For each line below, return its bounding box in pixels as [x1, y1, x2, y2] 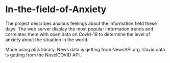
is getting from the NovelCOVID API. [5, 52, 81, 58]
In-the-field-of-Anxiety [5, 4, 107, 15]
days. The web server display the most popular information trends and [5, 25, 154, 31]
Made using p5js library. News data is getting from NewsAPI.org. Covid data [5, 46, 165, 52]
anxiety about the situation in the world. [5, 37, 89, 43]
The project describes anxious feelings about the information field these [5, 20, 157, 26]
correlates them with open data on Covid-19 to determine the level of [5, 31, 151, 37]
